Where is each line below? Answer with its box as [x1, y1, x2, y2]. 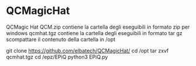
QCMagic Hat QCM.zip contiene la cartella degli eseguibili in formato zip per [6, 23, 190, 30]
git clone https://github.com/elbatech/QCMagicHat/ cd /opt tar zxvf [6, 47, 169, 54]
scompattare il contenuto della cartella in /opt [6, 36, 116, 43]
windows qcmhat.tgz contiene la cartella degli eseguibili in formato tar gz [6, 29, 183, 36]
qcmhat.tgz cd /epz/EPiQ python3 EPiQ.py [6, 53, 108, 60]
